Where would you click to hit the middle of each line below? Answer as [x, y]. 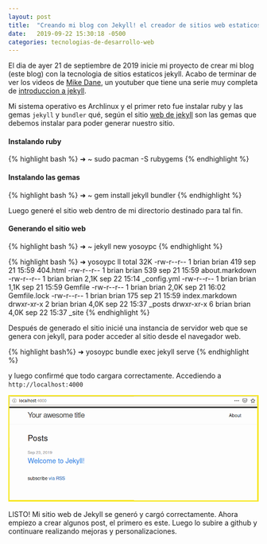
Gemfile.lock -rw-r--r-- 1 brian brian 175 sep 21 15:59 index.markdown [122, 295]
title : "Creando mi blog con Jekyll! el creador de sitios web [117, 25]
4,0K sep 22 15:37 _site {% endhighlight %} [79, 312]
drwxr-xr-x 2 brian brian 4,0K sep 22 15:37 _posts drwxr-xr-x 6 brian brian [130, 304]
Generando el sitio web [47, 229]
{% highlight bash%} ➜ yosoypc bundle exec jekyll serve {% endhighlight [129, 352]
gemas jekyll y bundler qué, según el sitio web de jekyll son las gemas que [132, 115]
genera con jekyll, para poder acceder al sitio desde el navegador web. [125, 336]
